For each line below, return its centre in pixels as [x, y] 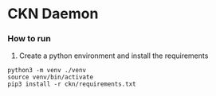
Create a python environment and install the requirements [114, 56]
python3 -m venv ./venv [47, 71]
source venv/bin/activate [50, 77]
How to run [29, 39]
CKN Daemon [53, 14]
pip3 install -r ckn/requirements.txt [72, 84]
